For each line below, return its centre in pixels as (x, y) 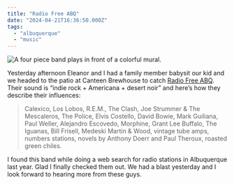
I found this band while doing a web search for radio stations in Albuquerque (117, 160)
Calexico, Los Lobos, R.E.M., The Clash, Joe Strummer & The (112, 109)
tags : (15, 27)
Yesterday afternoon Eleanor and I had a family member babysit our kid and (116, 73)
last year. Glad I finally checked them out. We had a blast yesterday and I (112, 167)
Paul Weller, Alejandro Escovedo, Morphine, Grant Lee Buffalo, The (120, 124)
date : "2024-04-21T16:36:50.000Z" (58, 20)
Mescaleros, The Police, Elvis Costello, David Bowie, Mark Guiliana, (121, 117)
